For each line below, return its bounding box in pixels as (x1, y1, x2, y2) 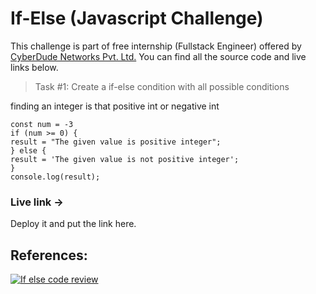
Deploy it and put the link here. (10, 218, 137, 230)
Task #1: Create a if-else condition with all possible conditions (34, 80, 290, 92)
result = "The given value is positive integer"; (10, 137, 222, 147)
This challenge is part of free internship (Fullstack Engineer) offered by (10, 40, 302, 52)
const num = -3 (10, 119, 74, 129)
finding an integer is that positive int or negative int (10, 100, 220, 112)
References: (10, 247, 88, 264)
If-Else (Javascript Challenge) (10, 7, 264, 30)
